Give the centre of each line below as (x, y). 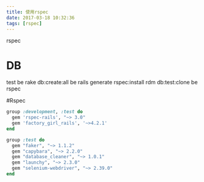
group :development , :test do (45, 112)
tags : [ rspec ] (24, 23)
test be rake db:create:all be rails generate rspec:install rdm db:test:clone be (102, 82)
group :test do (26, 140)
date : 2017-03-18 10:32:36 (40, 18)
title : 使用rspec (27, 12)
